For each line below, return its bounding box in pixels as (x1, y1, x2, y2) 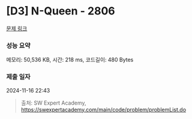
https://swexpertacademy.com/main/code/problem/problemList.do (20, 106, 187, 113)
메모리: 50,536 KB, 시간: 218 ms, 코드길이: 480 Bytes (6, 56, 134, 64)
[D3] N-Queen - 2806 (6, 4, 115, 18)
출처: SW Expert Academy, (20, 99, 86, 106)
